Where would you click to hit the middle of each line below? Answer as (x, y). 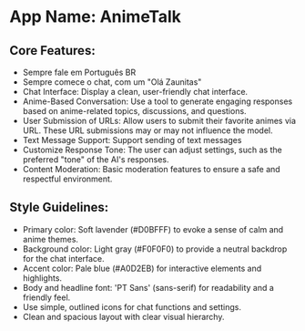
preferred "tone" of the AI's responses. (96, 160)
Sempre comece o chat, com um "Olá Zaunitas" (112, 82)
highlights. (42, 278)
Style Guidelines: (59, 207)
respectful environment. (67, 179)
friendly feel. (46, 297)
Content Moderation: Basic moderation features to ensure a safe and (151, 169)
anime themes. (51, 239)
